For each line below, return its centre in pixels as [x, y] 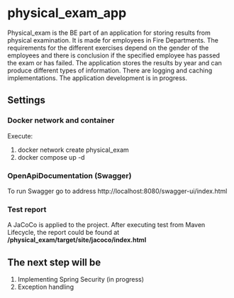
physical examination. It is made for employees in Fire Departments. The [113, 40]
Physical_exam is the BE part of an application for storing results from [109, 33]
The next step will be [54, 262]
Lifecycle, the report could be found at [63, 233]
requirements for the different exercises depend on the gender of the [108, 48]
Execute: [20, 136]
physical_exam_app [67, 13]
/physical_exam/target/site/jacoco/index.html [77, 240]
